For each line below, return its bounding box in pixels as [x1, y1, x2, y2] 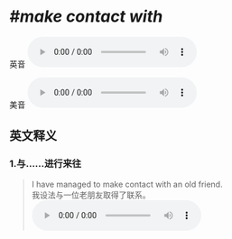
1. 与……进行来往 [9, 158, 82, 170]
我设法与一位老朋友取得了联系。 [31, 189, 151, 200]
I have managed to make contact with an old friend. [31, 179, 223, 189]
